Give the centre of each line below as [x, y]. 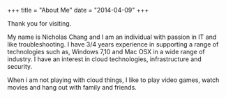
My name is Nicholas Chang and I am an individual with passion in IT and [112, 37]
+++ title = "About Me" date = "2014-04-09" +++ [78, 10]
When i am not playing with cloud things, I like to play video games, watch [113, 80]
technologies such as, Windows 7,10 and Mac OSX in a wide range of [106, 52]
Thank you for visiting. [39, 23]
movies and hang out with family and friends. [72, 87]
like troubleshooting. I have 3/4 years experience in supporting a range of [113, 44]
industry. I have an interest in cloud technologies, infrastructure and [105, 59]
